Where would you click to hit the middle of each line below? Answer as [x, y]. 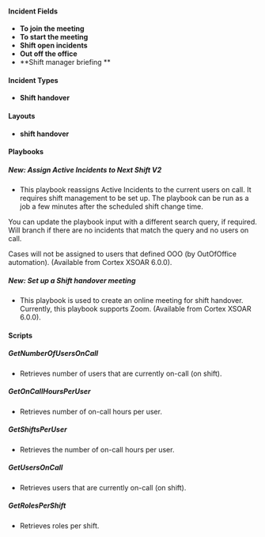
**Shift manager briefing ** [65, 62]
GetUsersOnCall [36, 467]
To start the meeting [54, 37]
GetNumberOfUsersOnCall [53, 354]
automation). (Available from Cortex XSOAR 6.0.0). [90, 263]
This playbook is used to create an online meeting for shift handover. [131, 301]
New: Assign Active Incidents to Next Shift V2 [85, 169]
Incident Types [33, 80]
